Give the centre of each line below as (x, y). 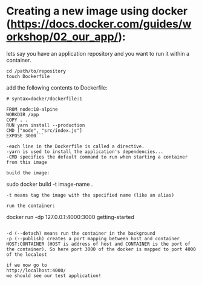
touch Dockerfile (28, 76)
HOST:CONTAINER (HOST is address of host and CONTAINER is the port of (98, 244)
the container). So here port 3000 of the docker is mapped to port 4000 (101, 249)
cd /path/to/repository (36, 71)
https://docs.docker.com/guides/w (101, 24)
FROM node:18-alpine (32, 109)
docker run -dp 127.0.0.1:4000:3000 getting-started (70, 217)
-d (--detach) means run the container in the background (81, 233)
